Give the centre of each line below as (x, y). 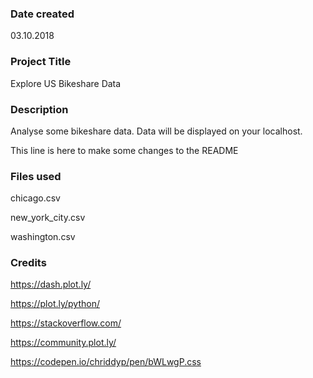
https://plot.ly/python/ (55, 304)
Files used (36, 176)
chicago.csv (35, 198)
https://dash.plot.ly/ (51, 284)
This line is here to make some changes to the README (124, 150)
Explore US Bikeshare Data (66, 83)
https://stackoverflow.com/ (66, 323)
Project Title (41, 62)
